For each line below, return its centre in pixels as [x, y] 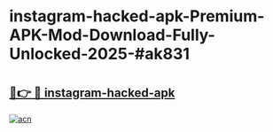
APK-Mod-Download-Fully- [112, 35]
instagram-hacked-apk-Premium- [137, 16]
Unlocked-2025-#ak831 [100, 54]
